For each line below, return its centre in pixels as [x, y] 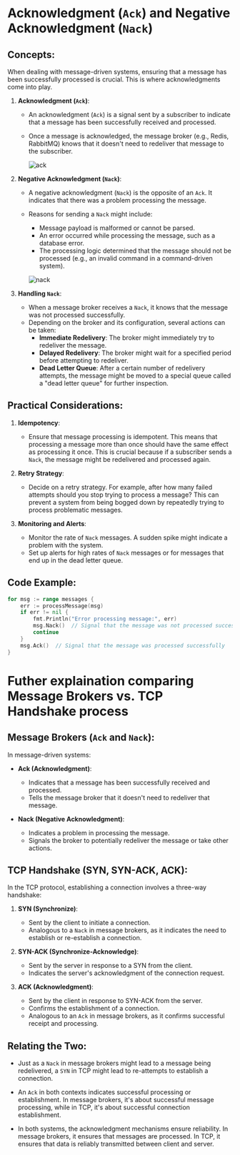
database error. [61, 243]
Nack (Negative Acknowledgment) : [71, 819]
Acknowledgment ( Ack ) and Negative [119, 13]
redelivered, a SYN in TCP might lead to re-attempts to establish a [113, 1071]
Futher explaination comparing [101, 681]
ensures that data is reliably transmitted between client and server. [116, 1144]
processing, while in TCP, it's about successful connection [104, 1107]
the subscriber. [51, 151]
